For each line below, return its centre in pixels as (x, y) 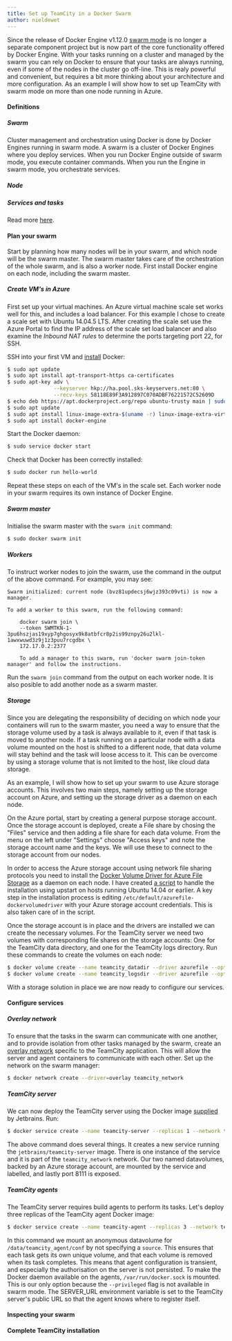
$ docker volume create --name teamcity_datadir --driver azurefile (108, 967)
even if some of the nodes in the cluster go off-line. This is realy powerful (112, 69)
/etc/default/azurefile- (159, 898)
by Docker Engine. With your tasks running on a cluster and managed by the (116, 54)
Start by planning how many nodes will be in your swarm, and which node (112, 251)
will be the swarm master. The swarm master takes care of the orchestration (116, 258)
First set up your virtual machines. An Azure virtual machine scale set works (115, 306)
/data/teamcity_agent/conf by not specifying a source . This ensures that (110, 1247)
